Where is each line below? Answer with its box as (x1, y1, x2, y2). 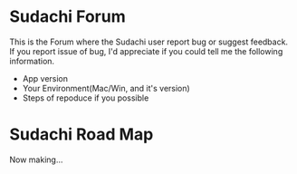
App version (22, 72, 69, 83)
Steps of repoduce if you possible (22, 92, 149, 103)
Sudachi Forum (9, 6, 126, 27)
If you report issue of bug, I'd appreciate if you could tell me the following (9, 45, 283, 56)
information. (9, 55, 55, 66)
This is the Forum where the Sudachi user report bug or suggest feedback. (9, 36, 288, 47)
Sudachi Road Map (9, 124, 154, 145)
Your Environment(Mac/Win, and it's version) (22, 82, 190, 93)
